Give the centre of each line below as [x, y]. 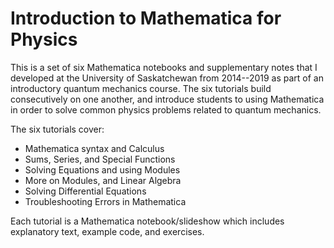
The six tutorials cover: [57, 129]
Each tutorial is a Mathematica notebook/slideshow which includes [147, 221]
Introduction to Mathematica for [146, 18]
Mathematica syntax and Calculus [94, 148]
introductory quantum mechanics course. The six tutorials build [141, 88]
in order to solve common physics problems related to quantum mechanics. [166, 109]
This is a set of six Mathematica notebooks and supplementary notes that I [164, 67]
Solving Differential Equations [85, 191]
